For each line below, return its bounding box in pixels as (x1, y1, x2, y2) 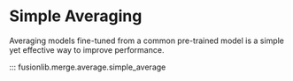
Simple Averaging (9, 6, 143, 26)
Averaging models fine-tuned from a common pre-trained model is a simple (9, 35, 285, 46)
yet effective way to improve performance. (9, 44, 165, 55)
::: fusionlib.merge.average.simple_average (9, 62, 166, 72)
